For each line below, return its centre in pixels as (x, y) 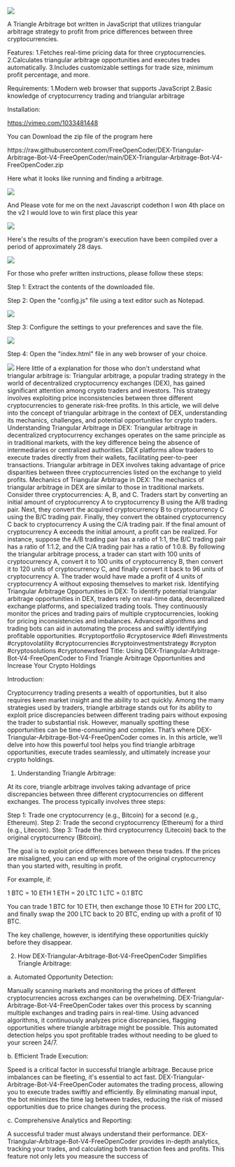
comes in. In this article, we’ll (180, 737)
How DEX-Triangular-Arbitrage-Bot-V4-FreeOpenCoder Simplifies (112, 956)
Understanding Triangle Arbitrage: (67, 773)
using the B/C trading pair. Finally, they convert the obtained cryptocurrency (117, 517)
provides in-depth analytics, (179, 1141)
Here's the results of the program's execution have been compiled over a (113, 239)
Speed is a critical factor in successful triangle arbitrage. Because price (110, 1069)
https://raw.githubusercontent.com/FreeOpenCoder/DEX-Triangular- (106, 150)
